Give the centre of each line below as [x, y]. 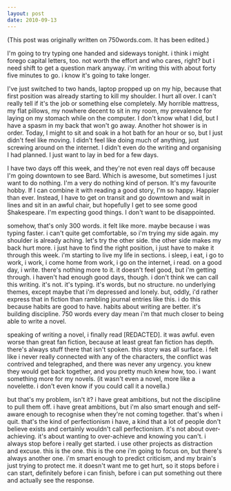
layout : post [26, 13]
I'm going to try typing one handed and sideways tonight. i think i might [108, 53]
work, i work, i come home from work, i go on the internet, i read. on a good [114, 262]
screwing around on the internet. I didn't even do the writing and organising [114, 147]
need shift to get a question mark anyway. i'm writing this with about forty [112, 68]
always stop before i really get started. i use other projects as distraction [110, 443]
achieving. [22, 436]
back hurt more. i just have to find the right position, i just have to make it [111, 248]
